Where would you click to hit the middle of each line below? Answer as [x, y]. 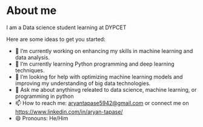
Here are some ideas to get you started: [56, 39]
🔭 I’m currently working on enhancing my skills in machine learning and [104, 51]
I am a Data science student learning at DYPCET [66, 27]
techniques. [30, 70]
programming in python [44, 96]
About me [32, 11]
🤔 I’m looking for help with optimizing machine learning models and [99, 77]
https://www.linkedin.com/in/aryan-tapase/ [69, 112]
